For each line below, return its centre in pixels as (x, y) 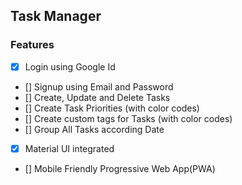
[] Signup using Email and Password (99, 86)
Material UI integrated (69, 148)
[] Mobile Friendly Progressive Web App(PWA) (120, 168)
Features (32, 45)
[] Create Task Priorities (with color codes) (112, 108)
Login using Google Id (70, 66)
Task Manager (56, 16)
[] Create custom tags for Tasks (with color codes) (128, 118)
